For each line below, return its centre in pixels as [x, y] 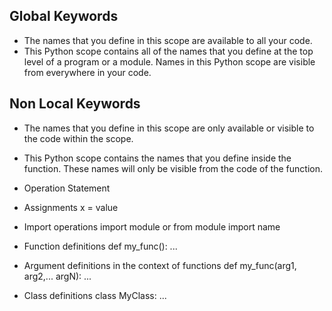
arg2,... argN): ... [57, 276]
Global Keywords [64, 16]
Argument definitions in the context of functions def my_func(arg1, [160, 265]
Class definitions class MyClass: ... [95, 295]
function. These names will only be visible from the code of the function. [173, 168]
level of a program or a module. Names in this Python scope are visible [169, 61]
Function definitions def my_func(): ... [100, 246]
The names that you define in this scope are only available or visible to [169, 128]
